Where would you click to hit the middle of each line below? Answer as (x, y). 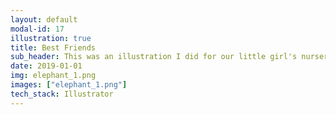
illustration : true (51, 38)
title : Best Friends (53, 47)
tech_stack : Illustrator (62, 94)
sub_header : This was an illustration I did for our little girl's (154, 57)
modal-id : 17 (37, 29)
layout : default (44, 19)
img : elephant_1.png (53, 76)
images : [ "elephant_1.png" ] (69, 85)
